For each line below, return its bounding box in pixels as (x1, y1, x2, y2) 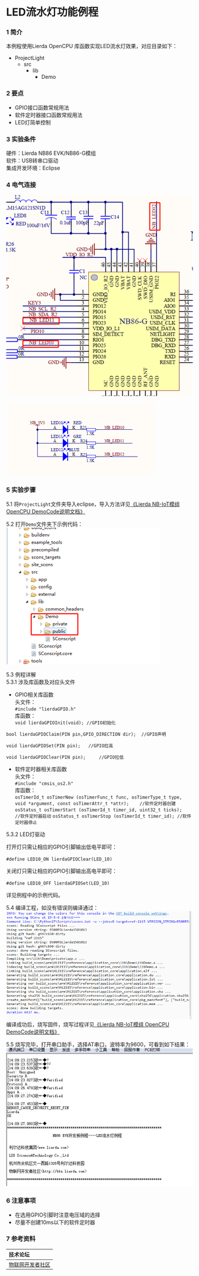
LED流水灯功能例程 (6, 5, 99, 19)
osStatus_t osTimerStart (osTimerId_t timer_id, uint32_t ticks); (14, 807, 182, 813)
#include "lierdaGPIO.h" (14, 706, 76, 712)
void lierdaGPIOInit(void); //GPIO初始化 (14, 720, 116, 726)
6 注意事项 (6, 1197, 36, 1205)
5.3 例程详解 (6, 671, 37, 678)
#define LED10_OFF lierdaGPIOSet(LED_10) (6, 880, 110, 886)
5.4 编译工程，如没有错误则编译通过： (6, 904, 99, 911)
